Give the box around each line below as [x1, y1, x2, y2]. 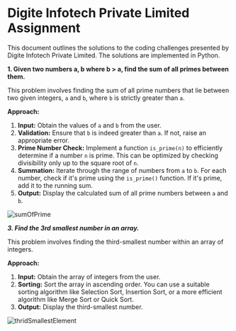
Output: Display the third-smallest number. [17, 303, 143, 311]
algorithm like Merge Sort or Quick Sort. [17, 295, 135, 303]
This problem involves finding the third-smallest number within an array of [7, 237, 224, 246]
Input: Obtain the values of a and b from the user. [17, 120, 162, 129]
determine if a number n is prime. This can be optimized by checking [17, 151, 218, 159]
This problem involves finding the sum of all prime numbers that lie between [7, 86, 230, 94]
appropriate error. [17, 136, 69, 145]
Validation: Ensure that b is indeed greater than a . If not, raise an [17, 128, 207, 137]
